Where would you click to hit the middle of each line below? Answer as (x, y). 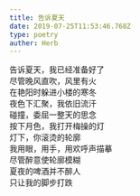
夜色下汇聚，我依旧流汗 (53, 104)
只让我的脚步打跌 (41, 182)
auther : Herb (34, 43)
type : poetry (34, 34)
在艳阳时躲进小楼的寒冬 (53, 92)
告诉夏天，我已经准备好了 (57, 70)
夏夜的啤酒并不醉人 (45, 172)
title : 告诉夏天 (37, 18)
